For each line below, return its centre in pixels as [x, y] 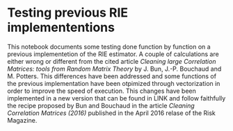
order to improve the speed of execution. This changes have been [102, 91]
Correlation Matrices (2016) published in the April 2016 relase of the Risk [111, 113]
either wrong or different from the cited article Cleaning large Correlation [112, 61]
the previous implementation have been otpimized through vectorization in [114, 83]
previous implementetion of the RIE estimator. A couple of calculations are [113, 54]
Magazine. [22, 120]
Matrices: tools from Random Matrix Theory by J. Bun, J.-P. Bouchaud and [114, 69]
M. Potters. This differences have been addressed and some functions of [112, 76]
